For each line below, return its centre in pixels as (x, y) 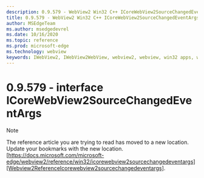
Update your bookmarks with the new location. (65, 148)
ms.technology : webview (36, 52)
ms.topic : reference (32, 40)
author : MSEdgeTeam (31, 23)
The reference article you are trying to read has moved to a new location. (98, 142)
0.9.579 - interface (55, 87)
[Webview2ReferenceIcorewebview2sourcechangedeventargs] (85, 168)
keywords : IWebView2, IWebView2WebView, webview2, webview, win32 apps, (100, 57)
